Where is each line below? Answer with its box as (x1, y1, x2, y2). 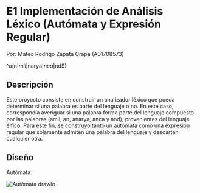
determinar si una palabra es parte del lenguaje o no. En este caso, (6, 102, 174, 110)
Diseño (6, 152, 34, 163)
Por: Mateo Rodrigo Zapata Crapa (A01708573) (6, 50, 125, 57)
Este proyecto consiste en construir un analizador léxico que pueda (6, 96, 175, 103)
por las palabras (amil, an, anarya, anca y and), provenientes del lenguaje (6, 115, 190, 122)
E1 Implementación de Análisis (6, 4, 164, 18)
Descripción (6, 80, 53, 90)
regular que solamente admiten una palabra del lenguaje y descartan (6, 128, 179, 135)
